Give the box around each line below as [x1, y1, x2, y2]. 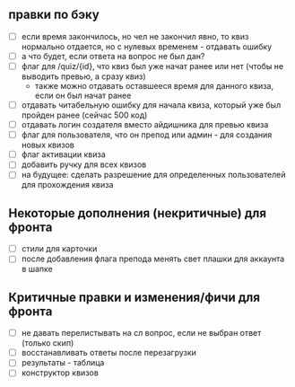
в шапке [21, 264, 53, 275]
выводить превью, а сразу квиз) [21, 71, 146, 82]
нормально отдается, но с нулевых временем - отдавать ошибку [21, 40, 273, 52]
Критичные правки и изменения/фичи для [8, 289, 261, 304]
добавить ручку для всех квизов [21, 159, 147, 170]
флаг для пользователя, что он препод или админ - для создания [21, 129, 273, 140]
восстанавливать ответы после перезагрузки [21, 347, 196, 358]
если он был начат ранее [34, 90, 132, 101]
